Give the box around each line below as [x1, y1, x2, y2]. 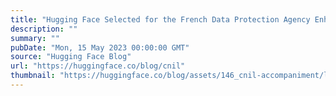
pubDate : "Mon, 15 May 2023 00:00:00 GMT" [10, 42, 190, 53]
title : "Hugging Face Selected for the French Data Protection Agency [10, 14, 311, 25]
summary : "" [10, 33, 60, 43]
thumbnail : [10, 71, 56, 81]
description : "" [10, 24, 78, 34]
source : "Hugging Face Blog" [10, 52, 132, 62]
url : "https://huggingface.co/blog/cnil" [10, 61, 186, 71]
